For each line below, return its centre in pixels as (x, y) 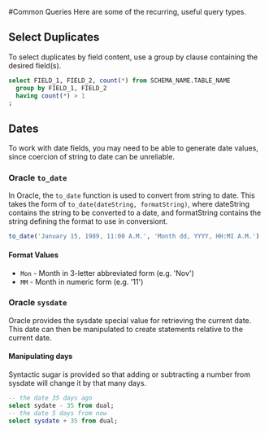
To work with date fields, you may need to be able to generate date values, (133, 148)
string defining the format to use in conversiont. (88, 221)
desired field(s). (35, 65)
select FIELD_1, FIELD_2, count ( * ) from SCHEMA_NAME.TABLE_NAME (119, 81)
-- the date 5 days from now (58, 413)
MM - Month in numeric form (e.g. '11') (82, 282)
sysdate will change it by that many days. (78, 383)
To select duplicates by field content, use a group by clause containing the (133, 57)
